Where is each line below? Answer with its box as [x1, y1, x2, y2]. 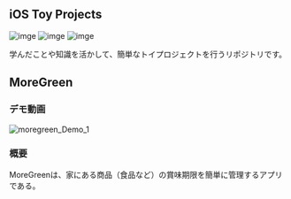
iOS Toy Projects [9, 7, 103, 22]
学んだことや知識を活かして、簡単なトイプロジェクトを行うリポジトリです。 [9, 49, 287, 59]
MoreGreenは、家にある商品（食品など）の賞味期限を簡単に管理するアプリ [9, 169, 283, 180]
